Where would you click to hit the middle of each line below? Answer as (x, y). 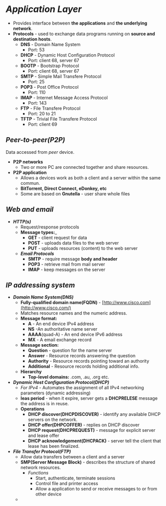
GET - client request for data (57, 237)
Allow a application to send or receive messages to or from (96, 489)
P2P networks (28, 162)
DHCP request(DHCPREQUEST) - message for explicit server (92, 430)
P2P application (30, 172)
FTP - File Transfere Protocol (50, 108)
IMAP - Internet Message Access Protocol (64, 97)
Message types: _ (39, 232)
